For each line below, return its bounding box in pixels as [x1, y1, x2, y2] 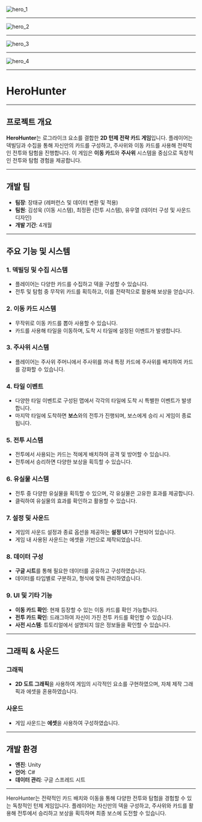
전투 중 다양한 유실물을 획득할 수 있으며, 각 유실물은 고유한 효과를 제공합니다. [14, 489, 195, 497]
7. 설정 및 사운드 [6, 514, 50, 522]
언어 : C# [14, 768, 35, 776]
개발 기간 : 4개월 [14, 221, 52, 229]
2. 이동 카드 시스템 [6, 304, 57, 313]
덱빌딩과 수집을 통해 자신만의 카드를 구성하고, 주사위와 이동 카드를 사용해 [6, 141, 176, 149]
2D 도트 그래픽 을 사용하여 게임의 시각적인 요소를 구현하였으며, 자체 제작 [14, 680, 182, 688]
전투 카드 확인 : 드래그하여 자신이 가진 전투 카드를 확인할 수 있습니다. [14, 613, 173, 621]
